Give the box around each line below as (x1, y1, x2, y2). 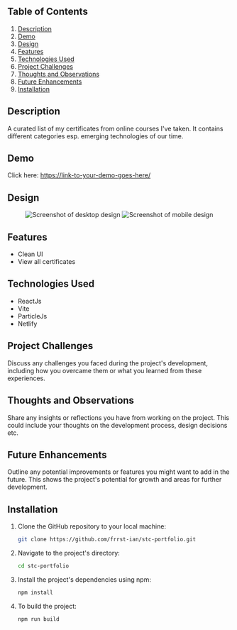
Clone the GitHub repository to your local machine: (17, 522, 167, 531)
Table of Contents (7, 6, 89, 18)
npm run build (17, 615, 60, 623)
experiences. (7, 374, 46, 382)
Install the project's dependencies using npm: (17, 575, 151, 584)
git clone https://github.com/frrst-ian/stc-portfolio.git (17, 536, 197, 543)
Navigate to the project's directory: (17, 549, 121, 557)
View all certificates (17, 258, 76, 266)
